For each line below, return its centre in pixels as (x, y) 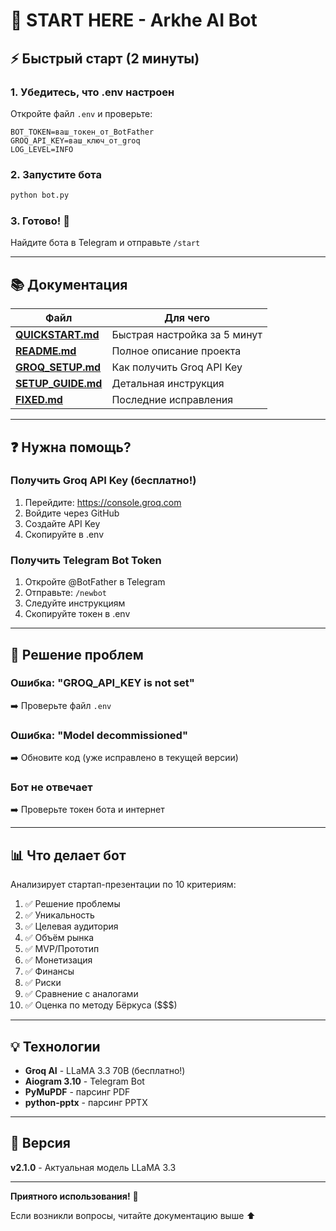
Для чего (187, 318)
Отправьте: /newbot (66, 593)
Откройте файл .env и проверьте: (81, 113)
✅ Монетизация (58, 960)
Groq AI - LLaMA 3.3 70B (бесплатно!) (105, 1071)
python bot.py (40, 195)
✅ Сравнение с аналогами (81, 994)
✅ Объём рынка (59, 938)
